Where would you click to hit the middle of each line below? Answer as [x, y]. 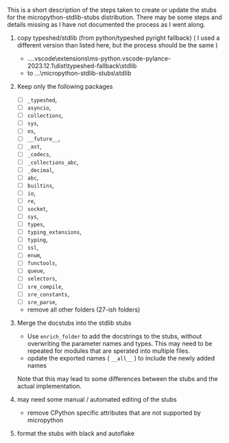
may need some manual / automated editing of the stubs [97, 399]
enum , [35, 255]
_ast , [35, 147]
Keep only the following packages [65, 86]
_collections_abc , [53, 162]
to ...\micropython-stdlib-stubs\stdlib [79, 73]
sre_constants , [48, 294]
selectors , [42, 279]
